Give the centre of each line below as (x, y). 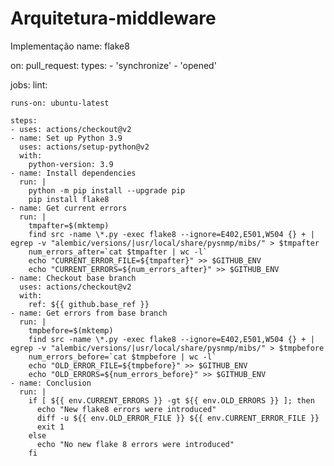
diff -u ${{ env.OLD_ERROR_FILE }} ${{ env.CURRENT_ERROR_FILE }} (178, 418)
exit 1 (50, 427)
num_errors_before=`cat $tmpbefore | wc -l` (122, 357)
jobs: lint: (29, 84)
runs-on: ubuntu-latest (60, 103)
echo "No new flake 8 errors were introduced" (135, 444)
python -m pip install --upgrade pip (107, 190)
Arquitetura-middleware (113, 18)
